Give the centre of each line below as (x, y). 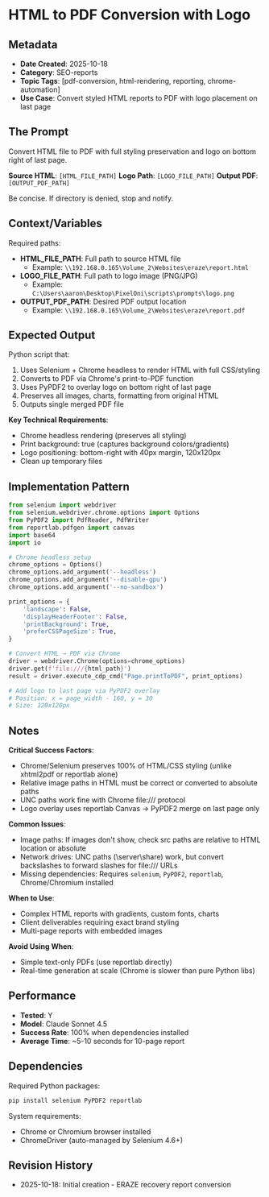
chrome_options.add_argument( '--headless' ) (83, 572)
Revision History (51, 1165)
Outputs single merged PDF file (72, 404)
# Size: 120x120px (39, 706)
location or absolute (53, 848)
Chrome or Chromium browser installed (85, 1131)
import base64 (32, 535)
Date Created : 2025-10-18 (64, 64)
